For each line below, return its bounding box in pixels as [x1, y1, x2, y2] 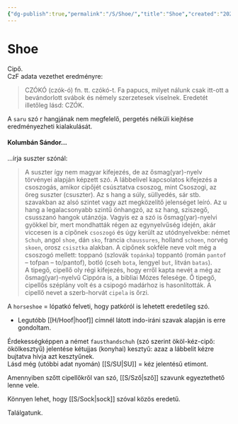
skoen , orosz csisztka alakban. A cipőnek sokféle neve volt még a [24, 242, 217, 252]
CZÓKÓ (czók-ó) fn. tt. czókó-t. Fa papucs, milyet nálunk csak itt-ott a [24, 86, 229, 94]
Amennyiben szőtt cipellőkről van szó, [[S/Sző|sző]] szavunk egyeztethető [7, 373, 225, 381]
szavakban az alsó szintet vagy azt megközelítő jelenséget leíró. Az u [24, 198, 227, 206]
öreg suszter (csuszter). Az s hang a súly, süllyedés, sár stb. [24, 190, 201, 199]
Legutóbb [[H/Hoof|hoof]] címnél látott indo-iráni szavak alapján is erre [17, 316, 226, 324]
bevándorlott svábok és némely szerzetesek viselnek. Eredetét [24, 93, 208, 101]
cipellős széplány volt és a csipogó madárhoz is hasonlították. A [24, 281, 212, 289]
